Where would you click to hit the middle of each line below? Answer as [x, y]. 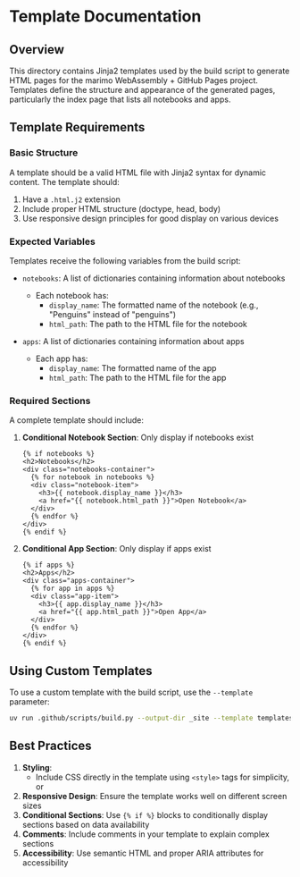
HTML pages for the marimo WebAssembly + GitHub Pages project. [134, 80]
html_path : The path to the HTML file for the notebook [148, 324]
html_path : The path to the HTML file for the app [137, 377]
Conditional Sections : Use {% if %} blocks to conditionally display [145, 814]
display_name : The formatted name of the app [133, 367]
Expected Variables [52, 241]
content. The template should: [65, 181]
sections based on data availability [86, 824]
